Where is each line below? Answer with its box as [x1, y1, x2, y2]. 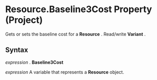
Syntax [5, 46, 28, 54]
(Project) [5, 14, 43, 26]
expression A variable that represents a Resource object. [5, 69, 124, 75]
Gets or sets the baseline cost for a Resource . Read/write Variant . [5, 31, 146, 37]
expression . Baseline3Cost [5, 59, 64, 65]
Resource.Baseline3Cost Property [5, 4, 152, 15]
